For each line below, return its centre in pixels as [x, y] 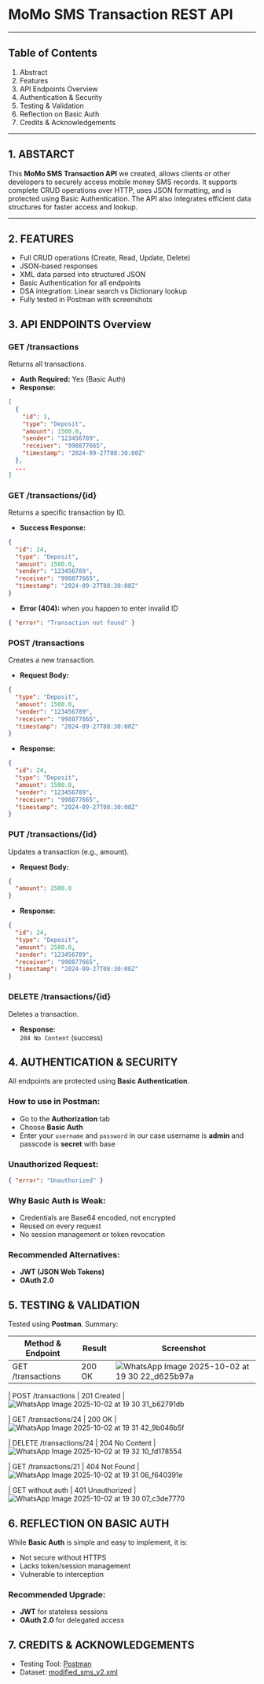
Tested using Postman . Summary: [63, 1324]
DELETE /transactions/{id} [60, 997]
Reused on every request [60, 1226]
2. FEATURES [41, 239]
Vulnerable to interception [62, 1574]
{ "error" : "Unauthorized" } [56, 1180]
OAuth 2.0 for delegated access [71, 1620]
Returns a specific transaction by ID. [67, 512]
